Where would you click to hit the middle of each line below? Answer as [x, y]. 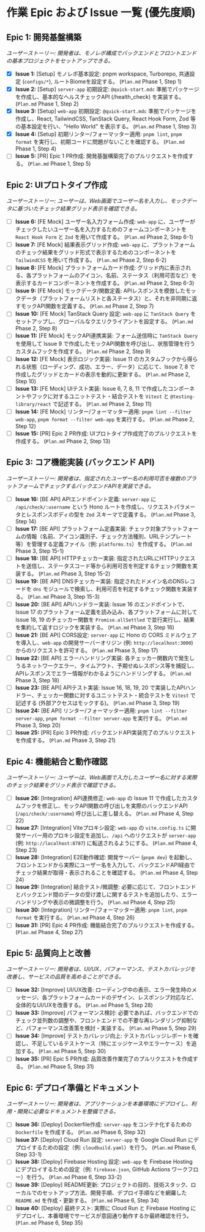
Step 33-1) [28, 1155]
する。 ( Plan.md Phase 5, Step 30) [63, 1051]
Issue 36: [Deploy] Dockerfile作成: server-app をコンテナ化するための [103, 1125]
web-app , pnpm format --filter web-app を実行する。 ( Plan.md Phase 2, [105, 419]
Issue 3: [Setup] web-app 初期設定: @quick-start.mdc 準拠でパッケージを [106, 111]
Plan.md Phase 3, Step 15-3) [65, 596]
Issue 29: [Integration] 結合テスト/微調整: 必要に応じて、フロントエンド [106, 887]
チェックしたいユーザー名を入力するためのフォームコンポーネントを [101, 229]
